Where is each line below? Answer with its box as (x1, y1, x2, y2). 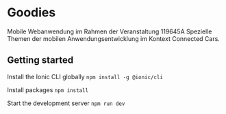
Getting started (7, 55, 74, 66)
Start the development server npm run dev (7, 99, 125, 107)
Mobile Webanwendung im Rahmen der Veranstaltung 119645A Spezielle (7, 27, 212, 35)
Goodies (7, 5, 56, 20)
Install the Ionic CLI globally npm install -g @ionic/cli (7, 72, 163, 81)
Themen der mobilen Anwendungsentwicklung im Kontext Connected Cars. (7, 34, 221, 42)
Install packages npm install (7, 85, 89, 94)
